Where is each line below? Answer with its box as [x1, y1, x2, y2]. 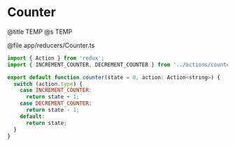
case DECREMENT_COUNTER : [20, 100, 92, 107]
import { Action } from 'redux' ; [7, 54, 105, 62]
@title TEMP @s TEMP [7, 27, 73, 36]
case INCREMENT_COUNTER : [20, 87, 92, 94]
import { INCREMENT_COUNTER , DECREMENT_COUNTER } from [7, 61, 171, 68]
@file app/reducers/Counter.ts [7, 41, 95, 49]
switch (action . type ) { [13, 80, 83, 88]
